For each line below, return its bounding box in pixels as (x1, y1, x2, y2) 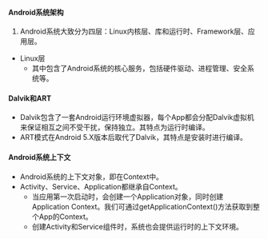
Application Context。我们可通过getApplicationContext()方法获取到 (31, 201, 254, 211)
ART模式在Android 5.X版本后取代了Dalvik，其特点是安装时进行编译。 (19, 133, 248, 142)
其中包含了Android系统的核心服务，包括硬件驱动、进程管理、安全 (31, 64, 248, 74)
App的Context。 (38, 212, 94, 221)
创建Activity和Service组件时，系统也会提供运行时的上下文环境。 (31, 221, 244, 231)
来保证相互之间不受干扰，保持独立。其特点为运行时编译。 (19, 122, 210, 132)
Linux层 (19, 54, 46, 63)
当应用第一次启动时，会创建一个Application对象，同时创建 (31, 192, 224, 201)
